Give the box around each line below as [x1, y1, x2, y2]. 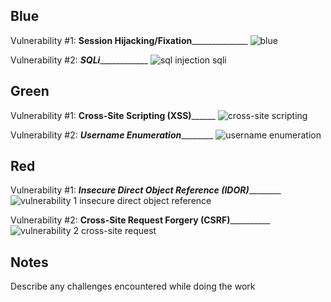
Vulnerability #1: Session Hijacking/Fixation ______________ [10, 34, 248, 46]
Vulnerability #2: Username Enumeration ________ [10, 129, 214, 141]
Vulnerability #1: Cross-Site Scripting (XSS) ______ [10, 109, 216, 121]
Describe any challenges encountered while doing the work [10, 280, 256, 293]
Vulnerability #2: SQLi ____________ [10, 54, 148, 66]
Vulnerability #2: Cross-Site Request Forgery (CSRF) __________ [10, 214, 271, 226]
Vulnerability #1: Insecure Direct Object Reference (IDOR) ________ [10, 184, 282, 196]
